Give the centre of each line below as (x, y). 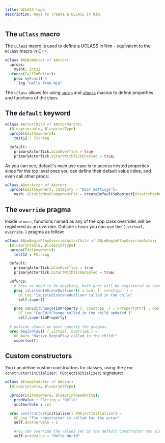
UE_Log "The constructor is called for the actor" (67, 418)
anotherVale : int (33, 404)
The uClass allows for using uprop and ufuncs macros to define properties (79, 92)
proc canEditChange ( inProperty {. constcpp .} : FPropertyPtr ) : (82, 309)
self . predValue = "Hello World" (47, 436)
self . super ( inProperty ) (42, 318)
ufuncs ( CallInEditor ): (33, 74)
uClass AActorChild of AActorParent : (44, 124)
